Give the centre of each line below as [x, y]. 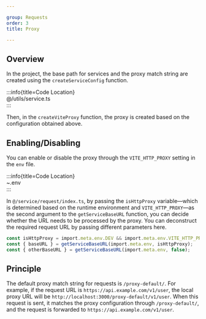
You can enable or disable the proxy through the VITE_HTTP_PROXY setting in [101, 158]
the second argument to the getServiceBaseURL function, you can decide [97, 214]
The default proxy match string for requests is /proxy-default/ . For [91, 283]
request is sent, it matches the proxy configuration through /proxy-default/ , [103, 303]
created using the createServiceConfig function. [67, 80]
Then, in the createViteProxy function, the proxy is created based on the [98, 117]
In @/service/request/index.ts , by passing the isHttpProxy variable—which [102, 201]
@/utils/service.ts [29, 99]
